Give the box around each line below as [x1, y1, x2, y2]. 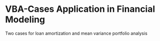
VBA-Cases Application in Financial [5, 3, 156, 15]
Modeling [5, 14, 45, 25]
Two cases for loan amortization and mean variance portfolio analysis [5, 30, 148, 36]
